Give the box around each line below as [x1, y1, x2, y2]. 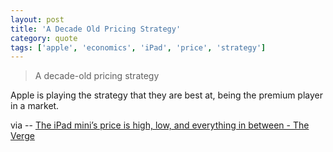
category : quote [10, 33, 78, 43]
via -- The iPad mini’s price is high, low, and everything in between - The [10, 119, 310, 131]
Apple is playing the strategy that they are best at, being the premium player [10, 89, 324, 101]
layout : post [10, 14, 65, 25]
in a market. [10, 100, 60, 112]
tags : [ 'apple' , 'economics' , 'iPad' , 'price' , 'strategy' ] [10, 42, 267, 53]
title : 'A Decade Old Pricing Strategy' [10, 24, 182, 34]
